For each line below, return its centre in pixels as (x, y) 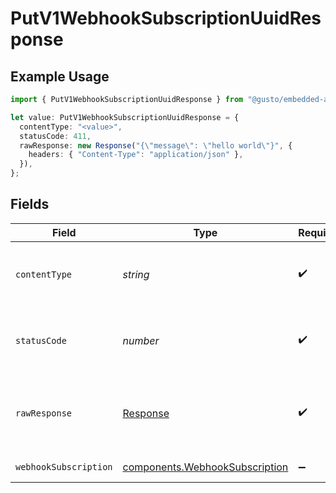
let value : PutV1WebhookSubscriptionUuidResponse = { (125, 117)
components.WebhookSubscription (205, 467)
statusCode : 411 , (55, 136)
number (141, 340)
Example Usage (60, 76)
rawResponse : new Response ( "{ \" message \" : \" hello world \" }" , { (156, 145)
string (136, 274)
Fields (30, 204)
